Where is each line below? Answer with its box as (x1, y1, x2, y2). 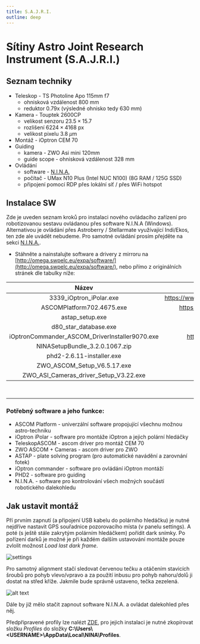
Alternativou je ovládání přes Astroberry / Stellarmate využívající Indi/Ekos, (6, 226, 189, 234)
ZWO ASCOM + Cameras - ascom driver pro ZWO (14, 446, 138, 453)
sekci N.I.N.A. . (6, 239, 41, 246)
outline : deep (6, 14, 42, 20)
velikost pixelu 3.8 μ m (23, 130, 77, 137)
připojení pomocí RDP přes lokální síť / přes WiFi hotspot (23, 181, 162, 188)
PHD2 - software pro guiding (14, 471, 86, 478)
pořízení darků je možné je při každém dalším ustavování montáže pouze (6, 536, 185, 543)
